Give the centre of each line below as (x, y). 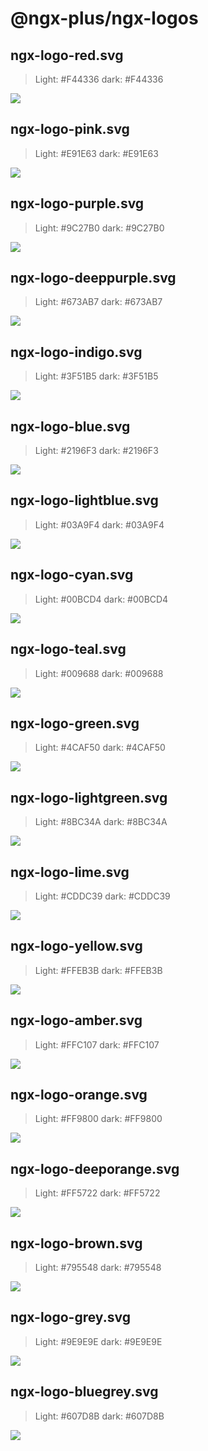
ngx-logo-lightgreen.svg (89, 797)
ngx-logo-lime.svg (70, 872)
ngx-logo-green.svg (75, 723)
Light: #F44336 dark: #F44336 (99, 79)
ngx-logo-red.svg (67, 55)
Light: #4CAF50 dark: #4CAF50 (100, 748)
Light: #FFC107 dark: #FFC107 (97, 1044)
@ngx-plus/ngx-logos (104, 18)
